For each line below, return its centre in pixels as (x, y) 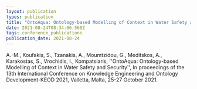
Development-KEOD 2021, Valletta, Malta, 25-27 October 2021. (82, 80)
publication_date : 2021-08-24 (43, 38)
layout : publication (31, 11)
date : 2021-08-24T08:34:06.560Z (45, 28)
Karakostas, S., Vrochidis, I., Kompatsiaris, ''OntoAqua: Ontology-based (92, 61)
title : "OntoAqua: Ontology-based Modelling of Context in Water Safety (97, 22)
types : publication (30, 17)
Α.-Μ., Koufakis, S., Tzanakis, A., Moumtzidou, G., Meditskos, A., (84, 55)
